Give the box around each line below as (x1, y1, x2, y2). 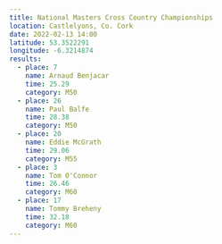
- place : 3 (17, 163, 58, 172)
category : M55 (25, 154, 78, 164)
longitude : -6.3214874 (9, 46, 94, 55)
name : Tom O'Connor (25, 171, 98, 180)
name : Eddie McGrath (25, 138, 102, 147)
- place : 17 (17, 196, 62, 206)
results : (9, 55, 42, 63)
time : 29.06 (25, 146, 70, 155)
